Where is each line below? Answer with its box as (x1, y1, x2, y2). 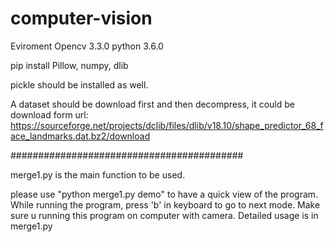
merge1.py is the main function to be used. (10, 168, 186, 181)
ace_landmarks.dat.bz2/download (10, 130, 151, 142)
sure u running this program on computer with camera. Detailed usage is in (10, 209, 319, 221)
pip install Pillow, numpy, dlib (10, 59, 129, 71)
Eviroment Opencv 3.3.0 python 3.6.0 (10, 40, 164, 52)
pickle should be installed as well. (10, 78, 149, 91)
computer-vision (10, 7, 153, 30)
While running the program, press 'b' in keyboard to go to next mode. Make (10, 198, 321, 211)
